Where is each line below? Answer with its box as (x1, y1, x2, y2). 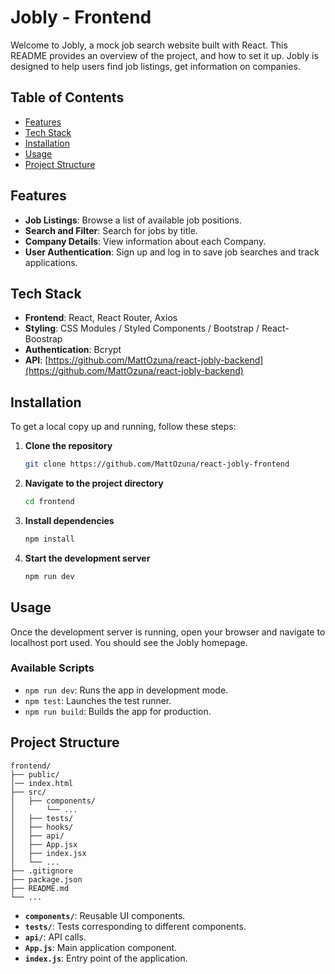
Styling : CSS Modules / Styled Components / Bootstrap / (24, 322, 260, 335)
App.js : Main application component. (24, 941, 178, 953)
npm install (24, 534, 75, 544)
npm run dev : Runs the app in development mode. (24, 684, 229, 696)
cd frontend (24, 497, 75, 507)
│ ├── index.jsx (10, 848, 87, 858)
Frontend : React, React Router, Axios (24, 312, 178, 324)
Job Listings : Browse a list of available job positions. (24, 214, 242, 226)
